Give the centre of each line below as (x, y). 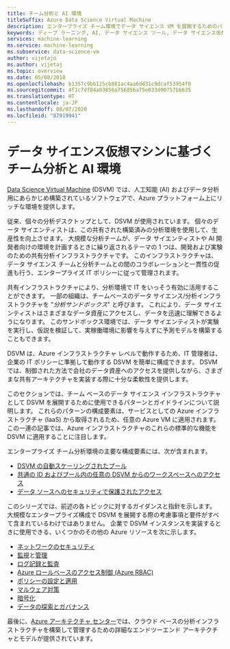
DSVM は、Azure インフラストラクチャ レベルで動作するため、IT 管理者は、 (114, 353)
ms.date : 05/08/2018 (37, 77)
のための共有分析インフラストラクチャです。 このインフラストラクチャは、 (112, 255)
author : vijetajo (32, 58)
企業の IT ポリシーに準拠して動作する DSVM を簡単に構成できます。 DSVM (112, 362)
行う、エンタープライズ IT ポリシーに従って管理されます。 (101, 273)
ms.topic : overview (35, 71)
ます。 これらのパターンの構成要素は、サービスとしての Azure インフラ (119, 411)
